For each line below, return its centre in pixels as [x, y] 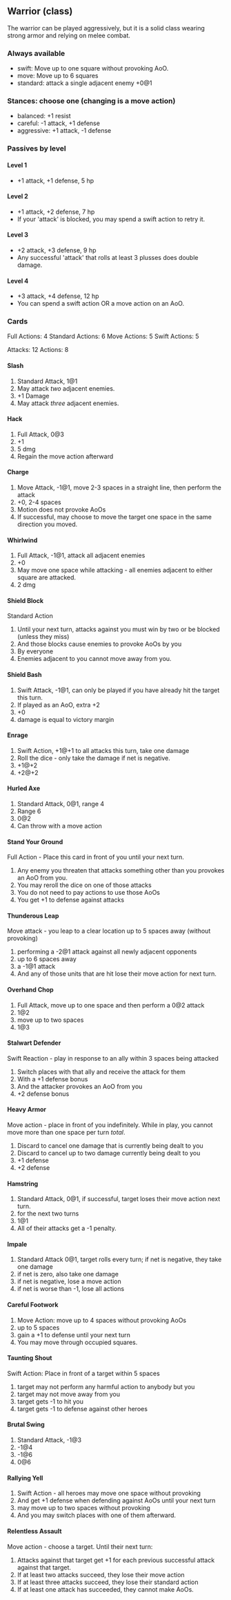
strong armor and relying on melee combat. [69, 35]
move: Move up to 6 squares [58, 76]
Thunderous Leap [33, 915]
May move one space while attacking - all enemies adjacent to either [115, 570]
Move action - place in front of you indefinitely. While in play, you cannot [110, 1125]
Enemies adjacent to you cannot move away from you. [94, 659]
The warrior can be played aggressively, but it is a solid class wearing [106, 28]
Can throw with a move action [59, 826]
